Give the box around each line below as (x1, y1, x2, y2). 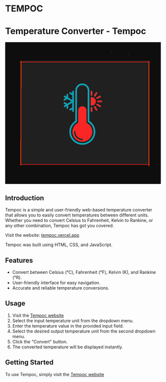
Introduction (5, 194, 44, 202)
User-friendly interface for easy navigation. (12, 280, 100, 286)
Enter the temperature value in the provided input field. (12, 323, 124, 329)
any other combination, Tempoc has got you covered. (5, 223, 114, 229)
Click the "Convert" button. (12, 339, 68, 344)
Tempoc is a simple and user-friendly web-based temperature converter (5, 207, 153, 213)
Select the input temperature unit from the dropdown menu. (12, 317, 134, 324)
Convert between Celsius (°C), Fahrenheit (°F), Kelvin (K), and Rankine (12, 269, 156, 275)
